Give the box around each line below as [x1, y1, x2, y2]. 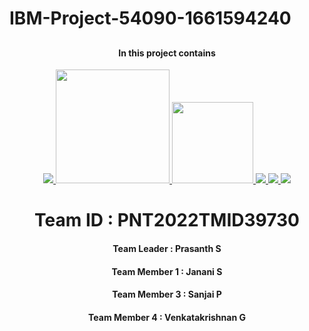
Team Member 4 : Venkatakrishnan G [88, 311, 246, 323]
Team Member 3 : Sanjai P [112, 288, 222, 301]
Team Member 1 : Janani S [111, 265, 223, 277]
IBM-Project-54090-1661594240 [9, 7, 292, 30]
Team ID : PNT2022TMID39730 [34, 209, 300, 232]
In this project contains [118, 47, 216, 59]
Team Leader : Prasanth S [112, 242, 222, 254]
